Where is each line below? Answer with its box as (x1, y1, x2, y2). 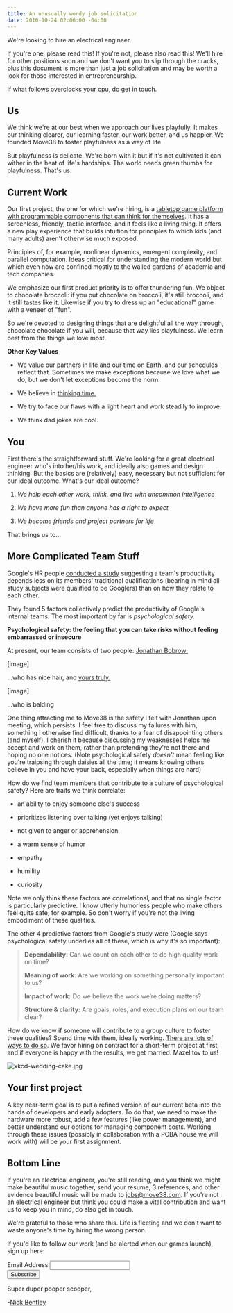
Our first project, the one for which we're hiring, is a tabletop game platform (7, 205, 223, 213)
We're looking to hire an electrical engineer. (7, 35, 132, 44)
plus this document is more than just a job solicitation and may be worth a (7, 64, 218, 72)
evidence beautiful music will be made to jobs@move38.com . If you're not (7, 1191, 219, 1199)
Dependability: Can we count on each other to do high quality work (24, 950, 218, 959)
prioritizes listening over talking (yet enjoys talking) (17, 813, 163, 821)
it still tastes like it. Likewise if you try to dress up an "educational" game (7, 298, 214, 306)
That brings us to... (7, 530, 61, 538)
